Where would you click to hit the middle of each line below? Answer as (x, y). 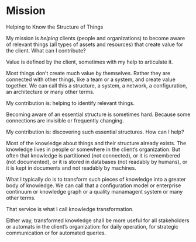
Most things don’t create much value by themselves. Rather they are (88, 73)
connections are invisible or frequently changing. (65, 120)
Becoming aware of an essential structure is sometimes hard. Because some (98, 114)
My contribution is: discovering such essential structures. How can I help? (95, 132)
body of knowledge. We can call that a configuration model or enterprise (94, 185)
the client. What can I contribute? (46, 50)
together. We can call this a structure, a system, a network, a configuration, (97, 85)
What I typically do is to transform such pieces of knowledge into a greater (96, 179)
